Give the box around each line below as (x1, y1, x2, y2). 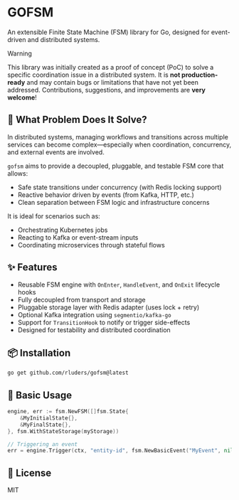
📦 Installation (7, 346, 71, 359)
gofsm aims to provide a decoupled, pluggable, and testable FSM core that (7, 161, 224, 170)
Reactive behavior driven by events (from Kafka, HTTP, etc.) (17, 190, 194, 199)
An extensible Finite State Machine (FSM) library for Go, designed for (7, 28, 210, 36)
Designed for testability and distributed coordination (17, 325, 171, 334)
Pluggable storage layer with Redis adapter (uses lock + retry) (17, 303, 200, 312)
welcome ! (7, 93, 37, 102)
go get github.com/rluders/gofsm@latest (7, 369, 129, 377)
